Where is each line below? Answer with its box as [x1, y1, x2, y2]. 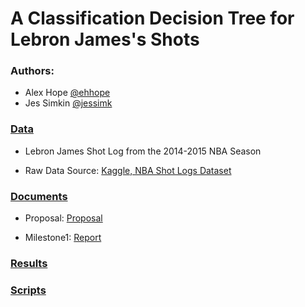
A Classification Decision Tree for [10, 7, 295, 30]
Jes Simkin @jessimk [24, 97, 113, 109]
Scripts [10, 283, 47, 297]
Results [10, 257, 48, 270]
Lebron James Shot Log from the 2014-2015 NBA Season [24, 145, 262, 157]
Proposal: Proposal [24, 212, 103, 224]
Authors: [10, 64, 55, 78]
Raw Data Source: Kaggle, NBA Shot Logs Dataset [24, 164, 232, 176]
